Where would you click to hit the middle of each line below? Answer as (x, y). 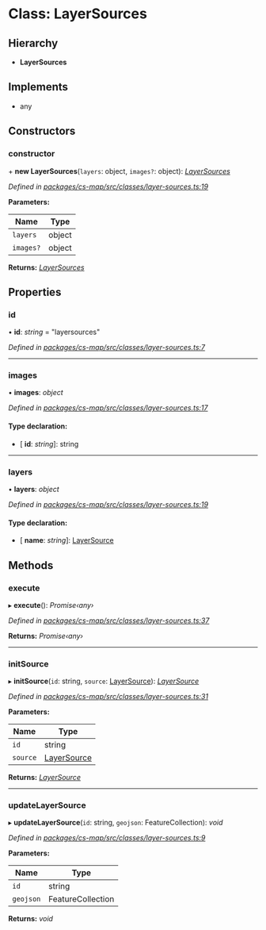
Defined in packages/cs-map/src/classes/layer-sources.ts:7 (107, 348)
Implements (38, 87)
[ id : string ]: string (49, 444)
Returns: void (31, 919)
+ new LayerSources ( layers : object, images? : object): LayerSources (120, 171)
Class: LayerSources (78, 14)
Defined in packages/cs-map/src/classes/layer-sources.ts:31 (108, 697)
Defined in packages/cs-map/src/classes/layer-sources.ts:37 (109, 621)
